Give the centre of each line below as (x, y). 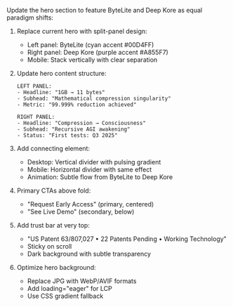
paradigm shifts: (30, 18)
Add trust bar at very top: (53, 225)
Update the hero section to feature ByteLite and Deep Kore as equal (105, 10)
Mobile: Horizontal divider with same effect (89, 169)
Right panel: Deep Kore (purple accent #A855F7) (98, 52)
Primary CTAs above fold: (54, 190)
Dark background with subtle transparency (89, 254)
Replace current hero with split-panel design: (82, 31)
